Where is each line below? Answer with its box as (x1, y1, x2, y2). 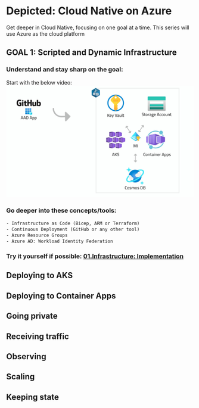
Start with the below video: (6, 79, 73, 86)
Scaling (6, 372, 35, 382)
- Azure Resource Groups (6, 232, 68, 239)
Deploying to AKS (6, 270, 73, 281)
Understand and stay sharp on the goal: (6, 66, 123, 74)
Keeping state (6, 392, 60, 402)
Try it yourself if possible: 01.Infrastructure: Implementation (6, 252, 184, 260)
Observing (6, 351, 46, 362)
